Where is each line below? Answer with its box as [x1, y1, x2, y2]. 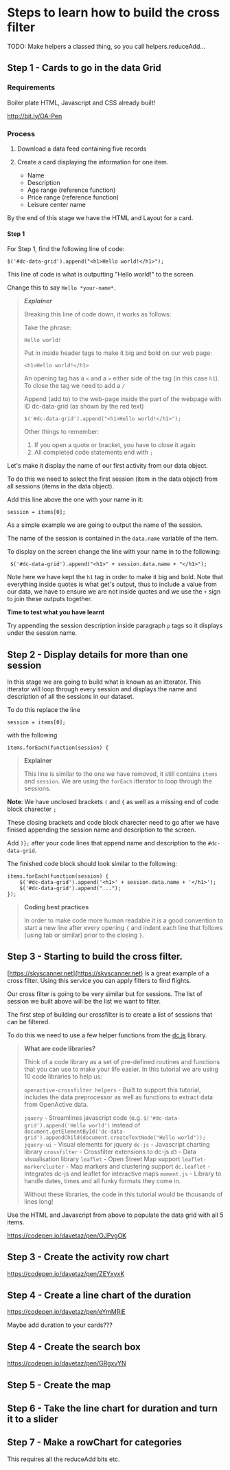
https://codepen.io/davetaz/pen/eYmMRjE [7, 1308, 126, 1316]
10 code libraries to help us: [23, 1072, 102, 1081]
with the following [7, 731, 58, 739]
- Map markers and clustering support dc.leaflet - [65, 1162, 211, 1170]
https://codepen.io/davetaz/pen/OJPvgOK [7, 1231, 127, 1240]
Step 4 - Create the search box [7, 1341, 141, 1352]
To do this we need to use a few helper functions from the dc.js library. [7, 1030, 207, 1039]
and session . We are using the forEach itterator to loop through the [23, 777, 213, 785]
